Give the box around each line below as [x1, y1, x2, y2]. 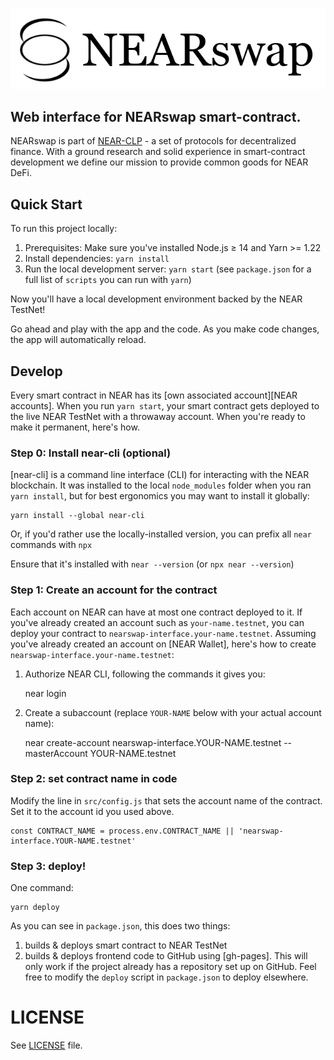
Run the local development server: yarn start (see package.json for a [24, 263, 312, 275]
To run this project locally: [10, 223, 118, 235]
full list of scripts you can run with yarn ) [24, 274, 192, 286]
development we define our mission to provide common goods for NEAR [10, 156, 309, 168]
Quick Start [10, 196, 83, 213]
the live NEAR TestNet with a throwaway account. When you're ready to [10, 410, 306, 422]
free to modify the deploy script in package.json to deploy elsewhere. [24, 971, 309, 983]
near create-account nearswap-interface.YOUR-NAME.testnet [24, 736, 282, 748]
